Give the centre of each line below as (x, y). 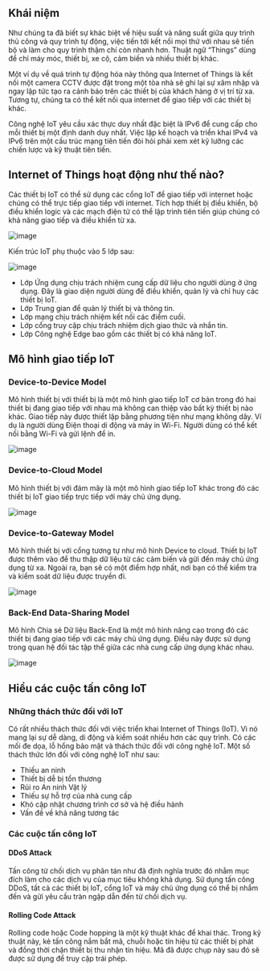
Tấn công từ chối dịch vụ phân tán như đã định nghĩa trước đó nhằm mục (129, 871)
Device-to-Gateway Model (61, 533)
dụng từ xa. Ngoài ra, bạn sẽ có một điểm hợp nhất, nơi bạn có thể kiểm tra (133, 567)
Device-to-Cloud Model (55, 471)
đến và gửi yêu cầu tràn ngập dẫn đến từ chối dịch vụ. (98, 897)
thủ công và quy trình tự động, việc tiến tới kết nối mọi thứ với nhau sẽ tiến (131, 41)
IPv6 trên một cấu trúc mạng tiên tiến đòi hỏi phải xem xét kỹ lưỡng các (126, 141)
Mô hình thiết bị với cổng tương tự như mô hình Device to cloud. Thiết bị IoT (133, 550)
